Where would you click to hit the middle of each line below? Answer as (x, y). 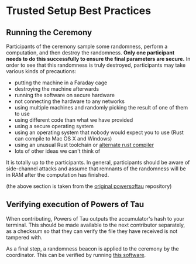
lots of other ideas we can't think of (57, 151)
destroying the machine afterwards (57, 89)
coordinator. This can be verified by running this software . (76, 255)
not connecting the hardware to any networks (69, 101)
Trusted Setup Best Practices (78, 11)
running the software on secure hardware (65, 95)
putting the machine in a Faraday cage (61, 83)
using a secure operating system (54, 126)
